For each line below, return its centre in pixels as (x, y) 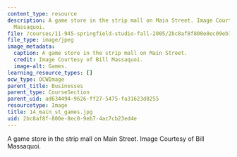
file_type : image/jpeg (41, 40)
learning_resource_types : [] (50, 73)
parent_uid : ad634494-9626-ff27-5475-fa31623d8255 (83, 99)
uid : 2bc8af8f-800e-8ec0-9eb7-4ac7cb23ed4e (72, 118)
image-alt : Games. (41, 66)
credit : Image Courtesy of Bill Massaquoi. (78, 60)
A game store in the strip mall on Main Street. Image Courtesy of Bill (106, 139)
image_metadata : (31, 46)
